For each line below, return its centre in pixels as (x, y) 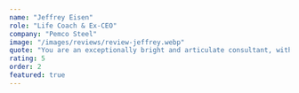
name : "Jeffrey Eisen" (51, 17)
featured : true (37, 75)
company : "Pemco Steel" (53, 34)
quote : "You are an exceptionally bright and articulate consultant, (141, 50)
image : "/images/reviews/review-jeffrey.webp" (97, 42)
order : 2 (25, 67)
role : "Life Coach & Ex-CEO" (63, 26)
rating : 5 (28, 58)
